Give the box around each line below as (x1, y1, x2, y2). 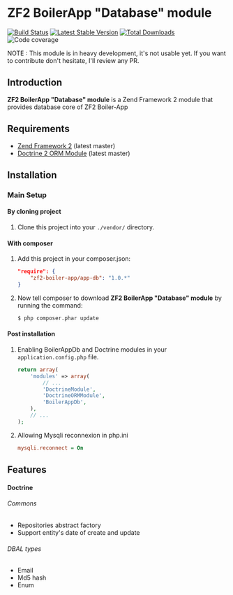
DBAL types (7, 544, 42, 553)
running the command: (17, 301, 83, 309)
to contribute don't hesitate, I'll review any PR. (7, 56, 140, 64)
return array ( (17, 366, 59, 373)
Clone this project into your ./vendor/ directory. (17, 223, 155, 231)
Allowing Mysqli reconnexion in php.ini (17, 431, 129, 439)
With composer (7, 239, 54, 248)
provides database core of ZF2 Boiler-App (7, 103, 128, 111)
